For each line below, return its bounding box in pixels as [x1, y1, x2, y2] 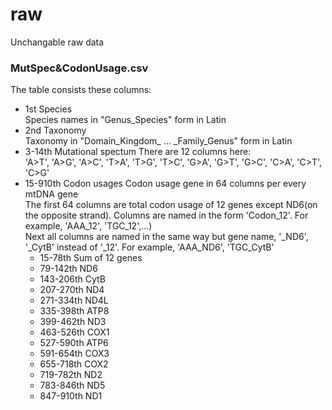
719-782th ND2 [39, 369, 103, 381]
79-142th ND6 [39, 263, 98, 275]
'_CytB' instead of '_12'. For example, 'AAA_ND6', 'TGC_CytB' [24, 241, 275, 253]
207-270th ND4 [39, 284, 105, 296]
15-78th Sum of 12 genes [39, 252, 143, 264]
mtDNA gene [24, 188, 79, 200]
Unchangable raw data [10, 36, 105, 48]
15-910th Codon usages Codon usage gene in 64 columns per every [24, 178, 307, 190]
